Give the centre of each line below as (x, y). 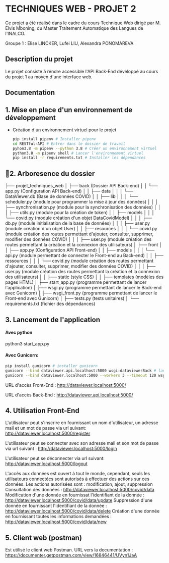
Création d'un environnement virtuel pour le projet (64, 130)
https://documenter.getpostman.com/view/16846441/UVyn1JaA (71, 555)
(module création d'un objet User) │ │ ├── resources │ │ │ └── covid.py (81, 229)
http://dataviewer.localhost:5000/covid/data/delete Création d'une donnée (82, 511)
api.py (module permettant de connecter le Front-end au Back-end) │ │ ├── (84, 255)
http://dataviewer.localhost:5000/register (48, 433)
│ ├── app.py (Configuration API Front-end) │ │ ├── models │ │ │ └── (80, 250)
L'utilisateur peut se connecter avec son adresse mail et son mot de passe (82, 443)
